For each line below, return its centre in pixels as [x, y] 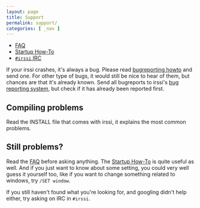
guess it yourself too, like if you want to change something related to [91, 174]
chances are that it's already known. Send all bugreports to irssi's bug [93, 82]
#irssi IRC [28, 58]
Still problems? [35, 147]
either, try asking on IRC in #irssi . [49, 198]
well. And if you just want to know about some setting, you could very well [98, 167]
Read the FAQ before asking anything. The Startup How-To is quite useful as [100, 161]
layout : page [22, 12]
